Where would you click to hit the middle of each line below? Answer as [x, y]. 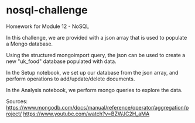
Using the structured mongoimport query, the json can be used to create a [96, 55]
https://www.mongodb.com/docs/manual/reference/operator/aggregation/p [97, 107]
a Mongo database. [30, 44]
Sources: [17, 101]
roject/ [14, 114]
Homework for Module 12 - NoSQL [48, 26]
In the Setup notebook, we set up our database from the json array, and [92, 72]
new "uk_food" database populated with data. [61, 61]
